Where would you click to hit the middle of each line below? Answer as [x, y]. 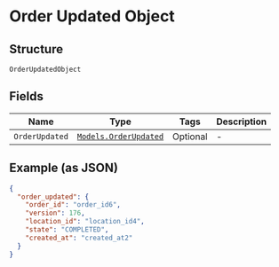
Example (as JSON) [64, 168]
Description [242, 122]
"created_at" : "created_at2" [79, 238]
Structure [36, 49]
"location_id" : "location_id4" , [85, 222]
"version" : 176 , [56, 213]
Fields [27, 96]
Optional [190, 137]
